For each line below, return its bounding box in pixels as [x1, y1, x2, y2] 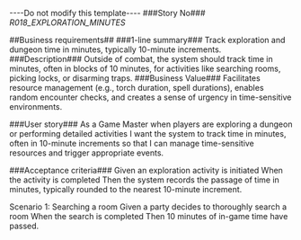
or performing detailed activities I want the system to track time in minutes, [9, 129, 287, 138]
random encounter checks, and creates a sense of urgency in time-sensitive [9, 92, 292, 102]
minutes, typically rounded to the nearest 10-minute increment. [9, 184, 243, 194]
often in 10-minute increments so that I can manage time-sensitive [9, 138, 254, 148]
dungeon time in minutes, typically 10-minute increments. [9, 44, 222, 55]
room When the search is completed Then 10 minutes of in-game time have [9, 211, 288, 221]
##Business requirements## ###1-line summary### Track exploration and [9, 35, 286, 45]
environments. [9, 102, 63, 111]
